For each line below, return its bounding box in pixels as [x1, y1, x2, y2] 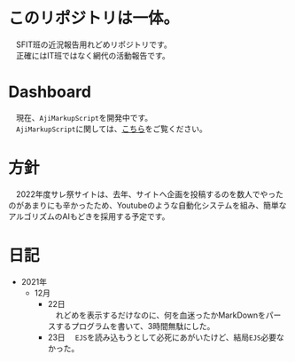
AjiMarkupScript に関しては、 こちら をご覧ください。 [16, 123, 207, 134]
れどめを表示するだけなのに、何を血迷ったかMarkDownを [55, 310, 267, 320]
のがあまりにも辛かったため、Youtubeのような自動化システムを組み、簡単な [8, 200, 287, 210]
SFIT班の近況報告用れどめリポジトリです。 [15, 39, 172, 50]
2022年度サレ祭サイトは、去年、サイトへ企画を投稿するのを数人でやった [15, 188, 284, 200]
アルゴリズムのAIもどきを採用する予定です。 [8, 210, 170, 222]
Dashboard [8, 82, 92, 102]
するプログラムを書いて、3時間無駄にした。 [55, 320, 215, 331]
